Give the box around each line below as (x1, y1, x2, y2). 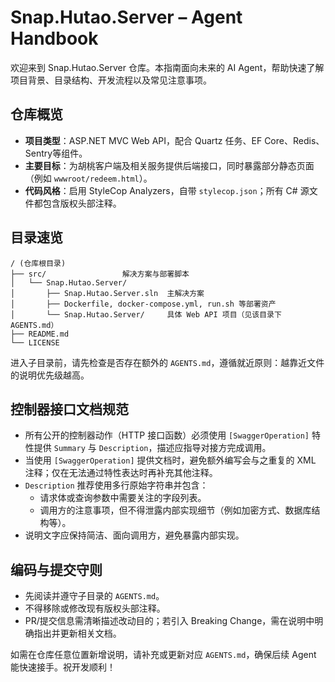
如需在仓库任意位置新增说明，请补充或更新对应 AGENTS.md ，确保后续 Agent (10, 649, 317, 661)
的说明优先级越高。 (10, 369, 90, 381)
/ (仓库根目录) (10, 258, 67, 268)
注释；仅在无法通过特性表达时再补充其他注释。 (24, 467, 218, 479)
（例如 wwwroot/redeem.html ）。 (24, 172, 153, 184)
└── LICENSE (10, 337, 60, 348)
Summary (53, 444, 86, 454)
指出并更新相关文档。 (33, 627, 122, 640)
